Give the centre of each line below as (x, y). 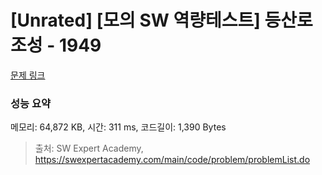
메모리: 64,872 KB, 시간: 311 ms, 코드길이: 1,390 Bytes (118, 127)
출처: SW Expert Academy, (89, 148)
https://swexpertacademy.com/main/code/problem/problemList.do (172, 160)
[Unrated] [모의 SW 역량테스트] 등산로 (161, 20)
